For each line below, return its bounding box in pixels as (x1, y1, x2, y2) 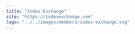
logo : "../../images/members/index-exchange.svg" (6, 19, 130, 25)
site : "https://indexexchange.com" (6, 14, 93, 20)
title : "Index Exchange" (6, 8, 67, 14)
